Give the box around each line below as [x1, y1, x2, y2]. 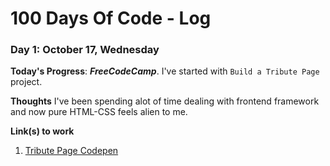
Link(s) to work [10, 125, 75, 137]
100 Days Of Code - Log [10, 7, 212, 30]
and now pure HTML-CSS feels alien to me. [10, 106, 188, 118]
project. [10, 76, 43, 88]
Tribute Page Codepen [24, 145, 119, 157]
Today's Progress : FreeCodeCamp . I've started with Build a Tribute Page [10, 65, 320, 77]
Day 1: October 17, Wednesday [10, 43, 160, 57]
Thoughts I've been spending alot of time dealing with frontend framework [10, 95, 320, 107]
